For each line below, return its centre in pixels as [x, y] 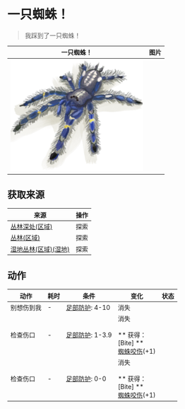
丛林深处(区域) [31, 226]
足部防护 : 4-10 [88, 307]
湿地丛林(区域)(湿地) [40, 249]
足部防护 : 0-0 [86, 379]
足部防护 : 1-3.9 [89, 335]
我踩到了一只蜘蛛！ [53, 35]
